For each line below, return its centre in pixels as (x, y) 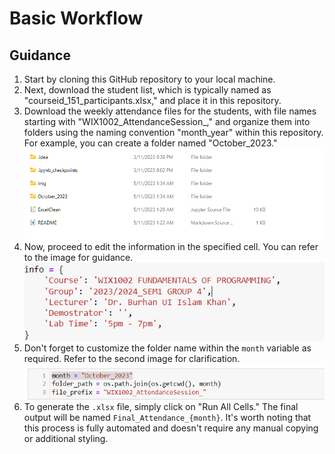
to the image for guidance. (78, 257)
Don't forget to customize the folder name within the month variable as (167, 348)
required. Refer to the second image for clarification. (132, 359)
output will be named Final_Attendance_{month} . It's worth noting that (167, 417)
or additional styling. (66, 438)
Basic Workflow (76, 18)
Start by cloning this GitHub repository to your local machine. (149, 79)
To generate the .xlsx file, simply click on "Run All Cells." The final (161, 406)
